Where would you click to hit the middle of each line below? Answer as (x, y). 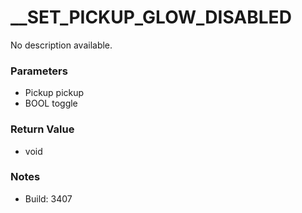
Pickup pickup (54, 93)
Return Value (42, 129)
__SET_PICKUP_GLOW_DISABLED (151, 17)
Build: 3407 (48, 198)
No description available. (61, 45)
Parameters (39, 71)
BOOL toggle (51, 103)
